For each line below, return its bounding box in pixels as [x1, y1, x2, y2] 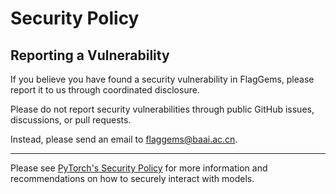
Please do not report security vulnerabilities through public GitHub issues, [10, 103, 315, 115]
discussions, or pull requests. [10, 114, 132, 126]
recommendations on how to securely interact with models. [10, 173, 255, 184]
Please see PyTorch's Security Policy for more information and [10, 162, 268, 174]
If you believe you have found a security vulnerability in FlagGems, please [10, 73, 315, 85]
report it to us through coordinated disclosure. [10, 84, 200, 96]
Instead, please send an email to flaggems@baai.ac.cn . [10, 133, 238, 145]
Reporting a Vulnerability [10, 47, 170, 64]
